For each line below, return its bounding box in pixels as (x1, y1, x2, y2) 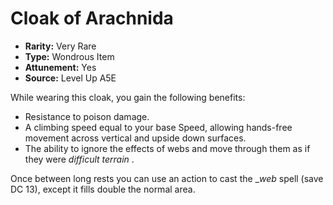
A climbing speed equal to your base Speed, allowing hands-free (24, 121, 293, 133)
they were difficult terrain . (24, 153, 135, 165)
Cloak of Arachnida (10, 7, 174, 30)
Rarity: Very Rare (24, 40, 97, 52)
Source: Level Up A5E (24, 72, 117, 84)
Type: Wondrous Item (24, 50, 115, 62)
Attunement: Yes (24, 61, 97, 73)
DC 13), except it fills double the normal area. (10, 183, 196, 195)
